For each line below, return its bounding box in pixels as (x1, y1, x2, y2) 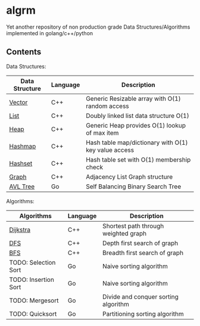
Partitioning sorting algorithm (102, 309, 185, 318)
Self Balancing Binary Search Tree (86, 182, 182, 191)
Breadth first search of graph (102, 249, 183, 257)
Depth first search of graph (102, 239, 179, 247)
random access (86, 102, 129, 110)
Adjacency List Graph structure (86, 172, 173, 181)
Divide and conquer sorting (102, 293, 179, 301)
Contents (6, 47, 42, 57)
